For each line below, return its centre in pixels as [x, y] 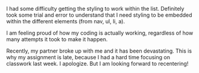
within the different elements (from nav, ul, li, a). [66, 21]
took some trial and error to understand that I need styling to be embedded [99, 15]
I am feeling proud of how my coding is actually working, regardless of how [100, 33]
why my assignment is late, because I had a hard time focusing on [88, 57]
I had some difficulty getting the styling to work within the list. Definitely [95, 9]
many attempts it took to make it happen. [57, 39]
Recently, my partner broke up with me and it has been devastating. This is [99, 51]
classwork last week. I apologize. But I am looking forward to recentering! [97, 63]
